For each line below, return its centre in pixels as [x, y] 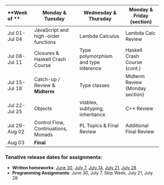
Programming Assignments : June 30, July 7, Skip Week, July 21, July [82, 173]
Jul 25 [15, 111]
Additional [137, 125]
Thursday [100, 19]
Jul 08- [16, 56]
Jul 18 [15, 88]
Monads [43, 135]
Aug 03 [16, 142]
